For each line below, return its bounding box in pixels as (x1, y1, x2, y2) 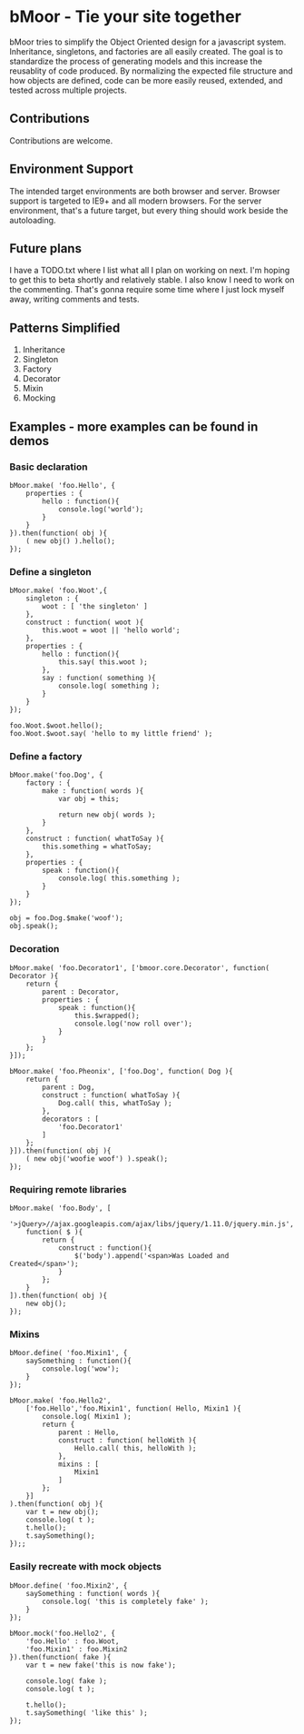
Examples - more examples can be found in (9, 419, 259, 434)
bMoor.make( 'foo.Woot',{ (9, 586, 107, 596)
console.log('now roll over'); (74, 1019, 193, 1028)
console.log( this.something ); (57, 874, 181, 883)
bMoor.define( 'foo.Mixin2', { (9, 1580, 128, 1590)
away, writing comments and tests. (9, 293, 140, 305)
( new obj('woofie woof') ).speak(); (25, 1154, 169, 1164)
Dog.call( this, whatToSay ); (57, 1098, 172, 1107)
